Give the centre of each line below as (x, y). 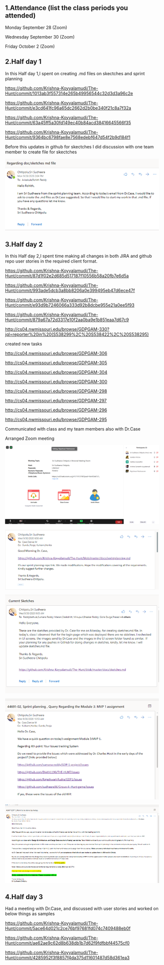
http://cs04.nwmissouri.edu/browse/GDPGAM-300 (56, 382)
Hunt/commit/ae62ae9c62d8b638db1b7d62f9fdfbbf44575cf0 (67, 943)
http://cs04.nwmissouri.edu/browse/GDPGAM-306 (56, 353)
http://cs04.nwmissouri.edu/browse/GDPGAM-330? (57, 329)
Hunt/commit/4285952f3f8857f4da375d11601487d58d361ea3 (67, 958)
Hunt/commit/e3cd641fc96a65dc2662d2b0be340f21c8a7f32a (68, 108)
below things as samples (30, 914)
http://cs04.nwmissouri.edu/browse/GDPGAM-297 (56, 401)
